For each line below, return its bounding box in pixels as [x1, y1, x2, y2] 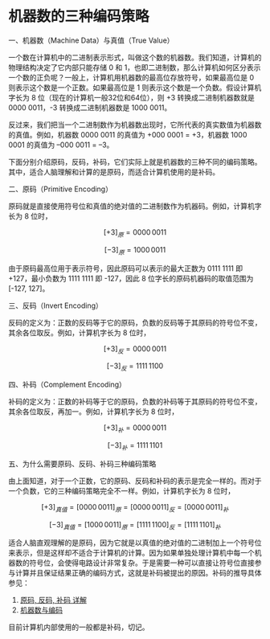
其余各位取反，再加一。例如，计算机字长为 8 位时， [8, 407, 179, 416]
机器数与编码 [19, 605, 63, 615]
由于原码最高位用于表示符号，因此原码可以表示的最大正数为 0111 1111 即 [8, 263, 243, 273]
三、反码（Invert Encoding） [8, 301, 103, 310]
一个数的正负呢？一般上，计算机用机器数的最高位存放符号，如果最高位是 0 [8, 72, 255, 82]
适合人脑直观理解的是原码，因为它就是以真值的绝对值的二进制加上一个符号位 [8, 538, 262, 547]
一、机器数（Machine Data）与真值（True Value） [8, 35, 174, 45]
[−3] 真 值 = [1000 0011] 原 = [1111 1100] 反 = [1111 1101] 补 [49, 519, 221, 531]
